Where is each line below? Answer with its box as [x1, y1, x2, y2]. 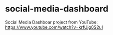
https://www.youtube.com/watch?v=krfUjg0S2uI [5, 24, 103, 30]
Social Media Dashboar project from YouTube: [5, 19, 98, 25]
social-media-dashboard [5, 3, 109, 14]
